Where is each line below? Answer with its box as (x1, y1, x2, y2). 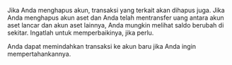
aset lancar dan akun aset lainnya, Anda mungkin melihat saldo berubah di (7, 21, 224, 29)
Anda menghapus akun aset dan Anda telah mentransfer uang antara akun (7, 13, 224, 22)
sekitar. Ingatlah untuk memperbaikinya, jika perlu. (7, 28, 154, 37)
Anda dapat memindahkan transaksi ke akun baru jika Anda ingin (7, 42, 197, 50)
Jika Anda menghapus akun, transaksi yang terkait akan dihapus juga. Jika (7, 6, 225, 14)
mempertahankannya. (7, 49, 71, 58)
